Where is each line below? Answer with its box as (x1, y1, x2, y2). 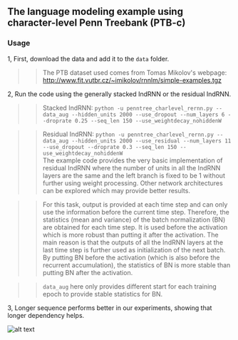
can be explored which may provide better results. (42, 186, 191, 195)
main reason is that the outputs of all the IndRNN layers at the (42, 238, 223, 247)
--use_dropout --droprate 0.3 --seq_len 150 (42, 143, 177, 150)
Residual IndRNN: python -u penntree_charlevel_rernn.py (42, 130, 214, 138)
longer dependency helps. (7, 311, 85, 319)
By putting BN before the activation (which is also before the (42, 253, 220, 262)
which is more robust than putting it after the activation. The (42, 230, 219, 239)
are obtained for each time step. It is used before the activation (42, 222, 228, 231)
